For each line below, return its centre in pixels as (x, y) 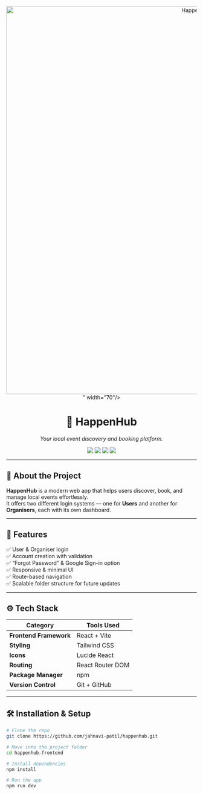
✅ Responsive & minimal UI (40, 570)
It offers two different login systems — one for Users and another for (92, 503)
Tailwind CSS (95, 646)
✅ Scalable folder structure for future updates (63, 583)
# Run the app (24, 780)
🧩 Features (27, 535)
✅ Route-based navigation (39, 576)
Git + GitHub (94, 685)
